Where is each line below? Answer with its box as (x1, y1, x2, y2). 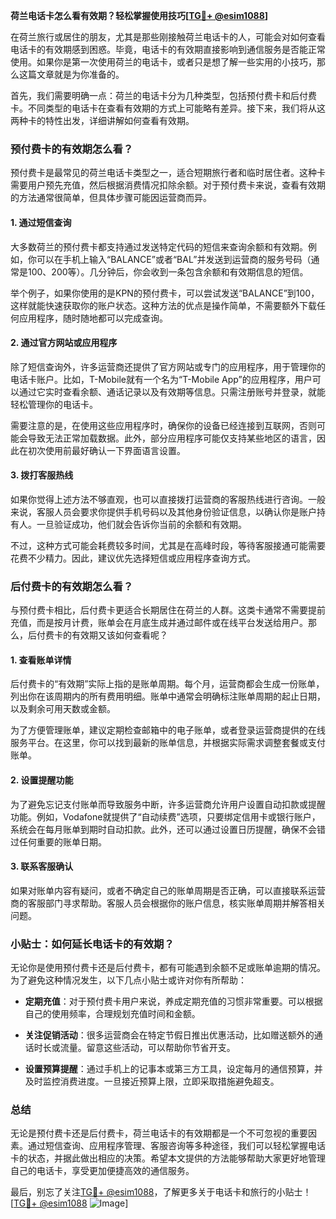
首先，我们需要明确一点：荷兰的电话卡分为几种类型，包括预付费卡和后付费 (10, 90, 317, 101)
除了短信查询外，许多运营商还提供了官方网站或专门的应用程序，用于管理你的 (10, 360, 326, 373)
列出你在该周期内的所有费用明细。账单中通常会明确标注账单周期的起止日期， (10, 690, 326, 703)
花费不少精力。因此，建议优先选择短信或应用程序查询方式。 (10, 552, 256, 564)
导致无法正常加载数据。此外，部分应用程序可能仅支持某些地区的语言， (27, 432, 317, 444)
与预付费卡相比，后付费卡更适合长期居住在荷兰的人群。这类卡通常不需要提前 (10, 604, 326, 616)
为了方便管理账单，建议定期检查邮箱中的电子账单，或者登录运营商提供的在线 (10, 724, 326, 736)
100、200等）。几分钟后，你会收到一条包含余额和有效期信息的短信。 (27, 265, 309, 278)
